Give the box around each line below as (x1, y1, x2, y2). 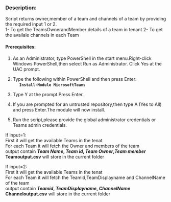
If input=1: (5, 132, 27, 138)
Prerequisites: (5, 43, 36, 50)
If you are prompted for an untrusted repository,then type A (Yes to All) (12, 101, 162, 107)
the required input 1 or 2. (5, 21, 57, 27)
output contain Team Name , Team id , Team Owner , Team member (5, 148, 146, 154)
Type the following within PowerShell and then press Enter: (12, 76, 137, 82)
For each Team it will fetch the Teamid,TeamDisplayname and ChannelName (5, 174, 166, 181)
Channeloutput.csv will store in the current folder (5, 191, 111, 197)
